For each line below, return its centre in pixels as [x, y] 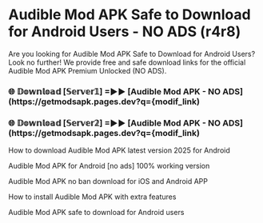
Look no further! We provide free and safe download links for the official [127, 62]
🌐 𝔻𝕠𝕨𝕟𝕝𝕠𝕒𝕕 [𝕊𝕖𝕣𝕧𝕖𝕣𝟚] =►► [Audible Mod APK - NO [115, 123]
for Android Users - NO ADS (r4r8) [125, 32]
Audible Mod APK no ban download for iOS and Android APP [108, 181]
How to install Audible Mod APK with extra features [92, 197]
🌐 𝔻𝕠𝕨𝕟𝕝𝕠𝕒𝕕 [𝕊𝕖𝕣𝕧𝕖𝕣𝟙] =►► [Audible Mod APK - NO [115, 91]
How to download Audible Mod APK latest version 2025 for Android [119, 150]
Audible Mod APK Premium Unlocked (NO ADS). [88, 70]
